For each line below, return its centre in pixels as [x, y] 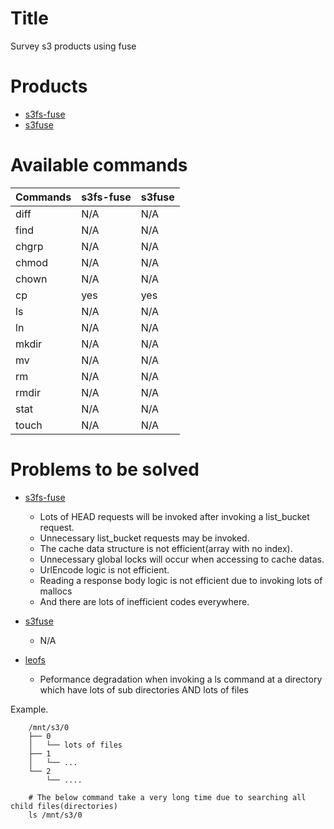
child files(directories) [64, 806]
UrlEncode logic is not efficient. [104, 569]
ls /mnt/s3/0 [55, 815]
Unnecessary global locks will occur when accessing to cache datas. [182, 559]
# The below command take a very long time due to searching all [167, 797]
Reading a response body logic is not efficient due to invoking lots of [181, 580]
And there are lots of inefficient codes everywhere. [144, 601]
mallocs [56, 591]
